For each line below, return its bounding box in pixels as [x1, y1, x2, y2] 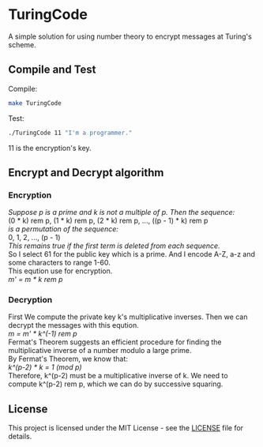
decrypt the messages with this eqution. [8, 321, 140, 330]
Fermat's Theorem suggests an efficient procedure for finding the [8, 337, 222, 347]
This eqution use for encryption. [8, 266, 113, 276]
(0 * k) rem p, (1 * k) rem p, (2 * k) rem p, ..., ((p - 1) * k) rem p [8, 216, 209, 226]
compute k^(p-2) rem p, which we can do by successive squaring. [8, 379, 224, 389]
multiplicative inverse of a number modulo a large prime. [8, 346, 192, 355]
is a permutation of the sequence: [8, 224, 118, 234]
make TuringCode [8, 99, 62, 107]
